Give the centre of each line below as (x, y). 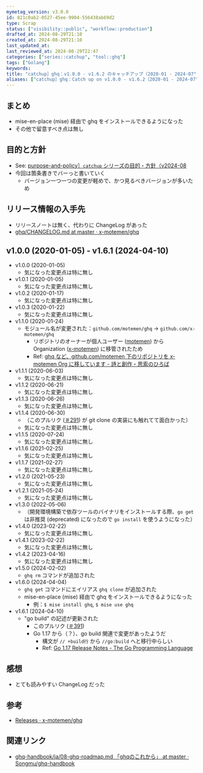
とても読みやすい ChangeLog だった (60, 685)
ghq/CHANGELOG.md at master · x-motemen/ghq (77, 231)
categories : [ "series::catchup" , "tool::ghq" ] (66, 57)
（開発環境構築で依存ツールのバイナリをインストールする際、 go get (109, 512)
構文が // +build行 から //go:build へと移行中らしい (108, 641)
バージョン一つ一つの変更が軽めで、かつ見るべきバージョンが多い (106, 181)
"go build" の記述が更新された (61, 619)
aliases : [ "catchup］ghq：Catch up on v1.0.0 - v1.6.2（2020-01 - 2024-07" (102, 79)
